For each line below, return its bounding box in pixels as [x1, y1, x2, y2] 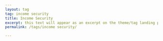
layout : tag [5, 7, 29, 12]
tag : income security [5, 11, 49, 16]
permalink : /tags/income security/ [5, 25, 77, 30]
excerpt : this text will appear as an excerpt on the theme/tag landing [5, 20, 155, 25]
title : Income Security [5, 16, 53, 20]
